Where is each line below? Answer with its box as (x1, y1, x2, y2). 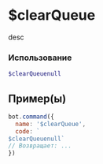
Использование (8, 52, 72, 63)
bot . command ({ (8, 113, 55, 121)
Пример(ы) (8, 91, 67, 105)
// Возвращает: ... (8, 142, 72, 150)
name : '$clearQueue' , (15, 120, 86, 128)
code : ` (15, 127, 41, 136)
